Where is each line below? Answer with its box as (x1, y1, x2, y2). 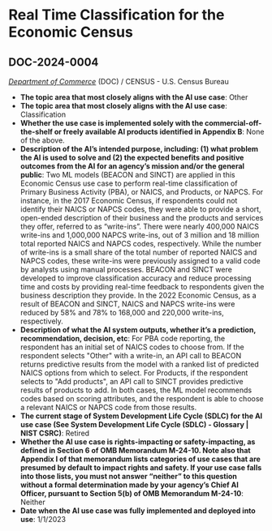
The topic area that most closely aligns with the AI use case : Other (19, 92, 248, 102)
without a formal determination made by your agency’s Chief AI (19, 480, 240, 490)
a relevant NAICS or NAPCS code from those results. (19, 403, 197, 412)
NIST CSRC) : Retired (19, 428, 90, 438)
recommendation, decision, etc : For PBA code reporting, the (19, 334, 226, 343)
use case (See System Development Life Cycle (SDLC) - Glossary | (19, 420, 249, 429)
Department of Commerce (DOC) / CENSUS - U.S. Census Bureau (8, 77, 229, 86)
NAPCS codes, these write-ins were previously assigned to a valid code (19, 256, 261, 265)
